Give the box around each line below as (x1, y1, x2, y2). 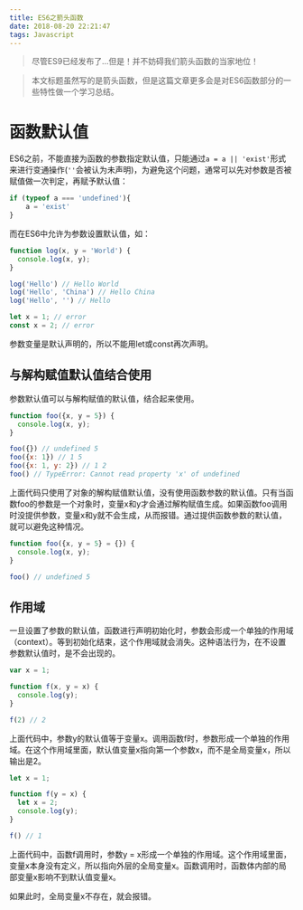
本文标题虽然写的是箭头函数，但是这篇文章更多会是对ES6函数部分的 (31, 75, 284, 86)
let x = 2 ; (17, 798, 59, 808)
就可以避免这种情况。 (9, 521, 88, 532)
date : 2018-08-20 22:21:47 (9, 22, 111, 31)
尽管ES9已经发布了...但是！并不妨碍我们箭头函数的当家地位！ (31, 56, 259, 67)
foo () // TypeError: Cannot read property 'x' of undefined (9, 469, 241, 479)
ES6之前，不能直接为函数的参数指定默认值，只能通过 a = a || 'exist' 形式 (9, 153, 287, 164)
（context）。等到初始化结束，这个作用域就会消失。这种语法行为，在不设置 (9, 637, 287, 648)
